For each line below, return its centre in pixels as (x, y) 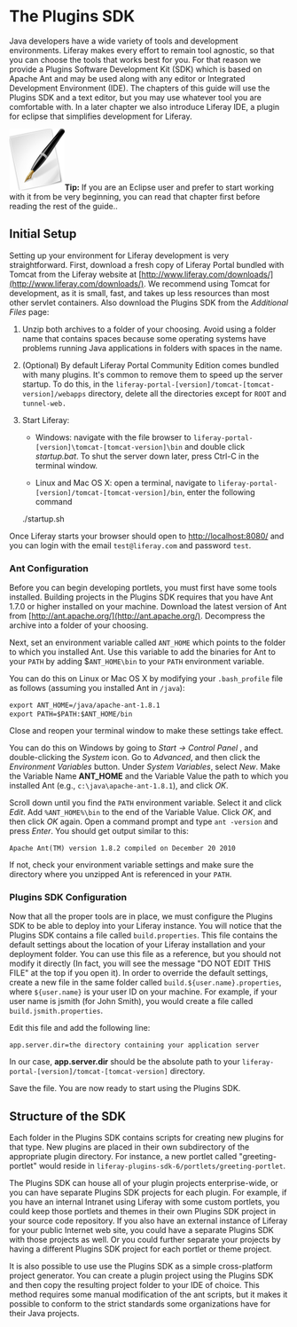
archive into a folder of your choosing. (79, 625)
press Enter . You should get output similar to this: (99, 831)
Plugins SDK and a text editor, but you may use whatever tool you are (135, 97)
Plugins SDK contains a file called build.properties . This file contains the (143, 935)
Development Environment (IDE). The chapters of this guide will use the (140, 88)
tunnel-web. (44, 404)
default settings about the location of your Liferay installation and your (137, 945)
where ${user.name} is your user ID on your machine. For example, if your (143, 992)
